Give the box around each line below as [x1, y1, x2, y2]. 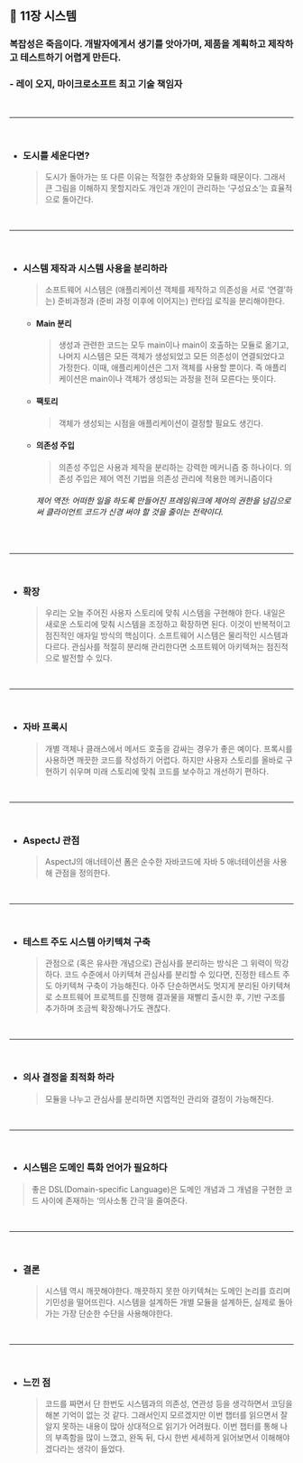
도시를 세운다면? [22, 149, 90, 162]
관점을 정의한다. [54, 867, 111, 878]
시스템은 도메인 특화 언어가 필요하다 [22, 1162, 169, 1174]
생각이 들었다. [76, 1443, 125, 1455]
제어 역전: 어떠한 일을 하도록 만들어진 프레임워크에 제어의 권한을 [35, 495, 260, 506]
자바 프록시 [22, 721, 68, 734]
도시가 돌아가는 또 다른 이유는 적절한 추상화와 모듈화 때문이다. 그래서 [44, 171, 286, 182]
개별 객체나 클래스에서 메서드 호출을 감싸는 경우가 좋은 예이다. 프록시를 [44, 743, 293, 754]
